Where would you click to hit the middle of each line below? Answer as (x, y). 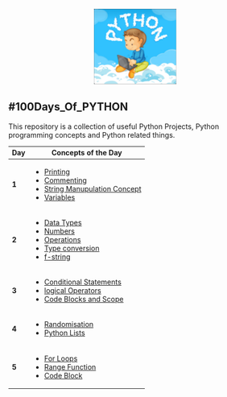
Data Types (63, 222)
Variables (60, 197)
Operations (62, 239)
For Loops (61, 358)
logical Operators (73, 291)
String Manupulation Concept (93, 188)
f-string (57, 256)
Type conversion (72, 248)
